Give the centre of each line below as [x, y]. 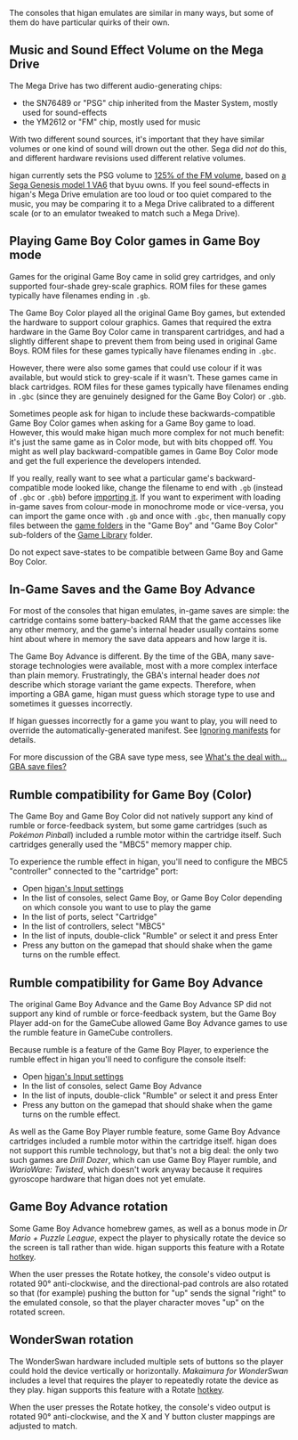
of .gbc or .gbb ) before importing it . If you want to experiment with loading [145, 497]
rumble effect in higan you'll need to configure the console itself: [128, 1060]
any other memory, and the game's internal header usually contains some [144, 630]
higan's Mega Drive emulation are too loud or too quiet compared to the [141, 194]
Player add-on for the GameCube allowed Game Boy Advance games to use [148, 1023]
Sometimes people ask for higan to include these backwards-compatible [142, 413]
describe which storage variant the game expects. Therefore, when [133, 685]
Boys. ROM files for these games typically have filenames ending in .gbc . [143, 350]
